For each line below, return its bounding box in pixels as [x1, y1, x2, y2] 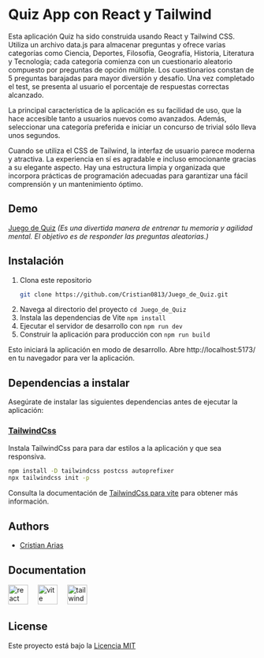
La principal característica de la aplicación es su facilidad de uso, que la [8, 105, 242, 115]
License [8, 620, 48, 634]
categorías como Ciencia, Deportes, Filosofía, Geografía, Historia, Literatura [8, 48, 255, 58]
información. [8, 496, 50, 506]
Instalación [8, 255, 65, 268]
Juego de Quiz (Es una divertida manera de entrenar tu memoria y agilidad [8, 223, 253, 232]
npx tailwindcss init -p [8, 474, 90, 482]
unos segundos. [8, 130, 61, 139]
